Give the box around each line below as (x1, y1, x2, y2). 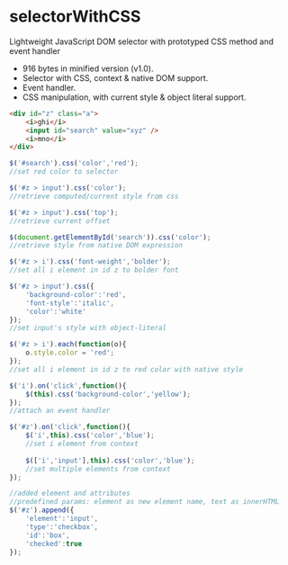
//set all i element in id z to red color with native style (9, 364, 244, 374)
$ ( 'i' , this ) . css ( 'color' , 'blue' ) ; (25, 431, 155, 440)
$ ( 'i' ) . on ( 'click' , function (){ (9, 381, 127, 390)
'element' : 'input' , (25, 515, 99, 524)
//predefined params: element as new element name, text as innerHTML (9, 498, 280, 507)
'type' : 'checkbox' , (25, 522, 99, 532)
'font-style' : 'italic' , (25, 299, 115, 308)
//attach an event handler (9, 407, 111, 416)
